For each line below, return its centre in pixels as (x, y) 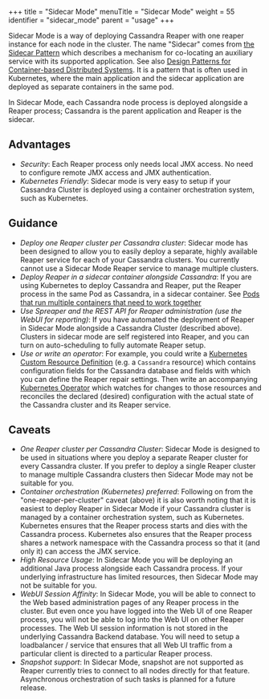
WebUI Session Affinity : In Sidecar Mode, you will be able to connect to (138, 594)
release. (33, 688)
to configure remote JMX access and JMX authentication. (115, 173)
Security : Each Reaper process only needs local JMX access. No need (137, 164)
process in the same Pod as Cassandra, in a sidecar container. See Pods (140, 294)
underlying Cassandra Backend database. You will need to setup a (130, 636)
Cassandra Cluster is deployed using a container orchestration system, (137, 189)
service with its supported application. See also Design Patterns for (120, 61)
